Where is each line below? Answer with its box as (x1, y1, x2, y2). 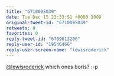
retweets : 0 (6, 25, 35, 31)
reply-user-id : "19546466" (6, 42, 73, 48)
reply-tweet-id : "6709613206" (6, 36, 81, 42)
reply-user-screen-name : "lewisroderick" (6, 47, 110, 53)
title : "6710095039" (6, 8, 57, 15)
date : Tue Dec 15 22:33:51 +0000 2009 (6, 14, 102, 20)
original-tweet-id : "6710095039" (6, 19, 89, 25)
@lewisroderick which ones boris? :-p (6, 63, 99, 70)
